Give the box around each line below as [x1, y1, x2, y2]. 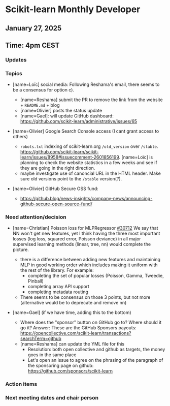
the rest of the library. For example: [20, 267, 94, 273]
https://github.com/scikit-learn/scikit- [20, 149, 99, 155]
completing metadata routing [27, 289, 89, 295]
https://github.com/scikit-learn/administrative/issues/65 [20, 118, 138, 124]
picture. [12, 246, 29, 253]
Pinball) [27, 278, 44, 284]
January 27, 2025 [5, 24, 62, 33]
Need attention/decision [5, 213, 67, 221]
